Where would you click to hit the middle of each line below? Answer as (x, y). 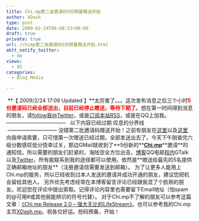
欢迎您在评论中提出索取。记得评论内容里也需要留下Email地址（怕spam (102, 190)
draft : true (21, 34)
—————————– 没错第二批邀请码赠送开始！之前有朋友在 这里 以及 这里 (98, 130)
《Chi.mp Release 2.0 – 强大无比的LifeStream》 (77, 204)
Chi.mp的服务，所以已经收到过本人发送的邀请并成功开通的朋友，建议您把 (95, 175)
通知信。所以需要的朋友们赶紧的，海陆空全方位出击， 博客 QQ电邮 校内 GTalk (97, 152)
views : (14, 61)
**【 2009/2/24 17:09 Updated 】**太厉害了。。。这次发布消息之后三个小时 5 (99, 101)
